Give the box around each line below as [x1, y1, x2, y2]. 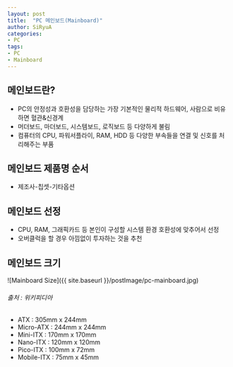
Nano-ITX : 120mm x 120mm [17, 338, 101, 346]
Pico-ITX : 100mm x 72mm [17, 346, 95, 354]
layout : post [7, 10, 46, 18]
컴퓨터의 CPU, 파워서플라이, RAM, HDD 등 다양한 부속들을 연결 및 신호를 [17, 131, 217, 139]
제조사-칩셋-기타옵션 [17, 182, 76, 191]
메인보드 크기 [7, 257, 61, 269]
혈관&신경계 [30, 113, 64, 122]
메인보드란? [7, 84, 56, 96]
